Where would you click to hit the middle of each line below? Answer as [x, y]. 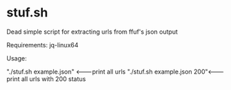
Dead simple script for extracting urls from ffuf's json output [92, 32]
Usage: [17, 58]
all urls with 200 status [54, 79]
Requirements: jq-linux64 [43, 45]
